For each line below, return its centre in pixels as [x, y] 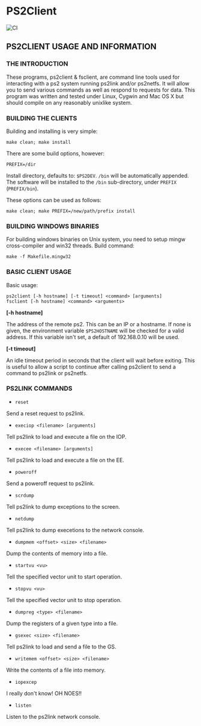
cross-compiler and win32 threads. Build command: [70, 246]
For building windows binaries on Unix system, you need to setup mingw [96, 240]
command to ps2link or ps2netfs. [47, 373]
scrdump [24, 495]
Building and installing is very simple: [52, 131]
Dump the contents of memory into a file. [57, 553]
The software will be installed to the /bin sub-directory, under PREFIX [91, 182]
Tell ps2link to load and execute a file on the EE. [65, 460]
